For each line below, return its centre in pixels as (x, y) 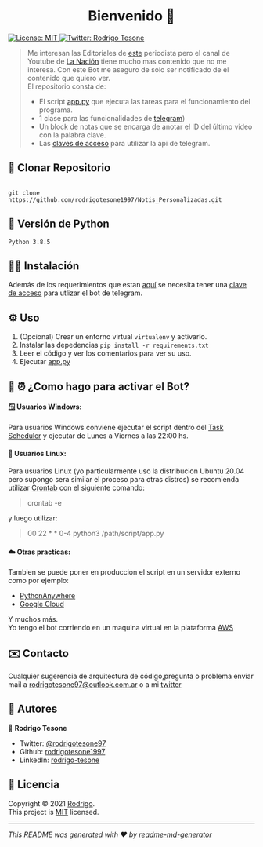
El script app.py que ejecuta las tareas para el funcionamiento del (144, 101)
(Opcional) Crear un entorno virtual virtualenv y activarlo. (113, 337)
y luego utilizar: (33, 518)
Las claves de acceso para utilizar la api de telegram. (124, 143)
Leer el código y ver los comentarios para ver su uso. (105, 353)
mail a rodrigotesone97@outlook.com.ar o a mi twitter (95, 685)
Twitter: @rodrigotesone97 (63, 743)
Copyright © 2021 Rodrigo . (52, 803)
